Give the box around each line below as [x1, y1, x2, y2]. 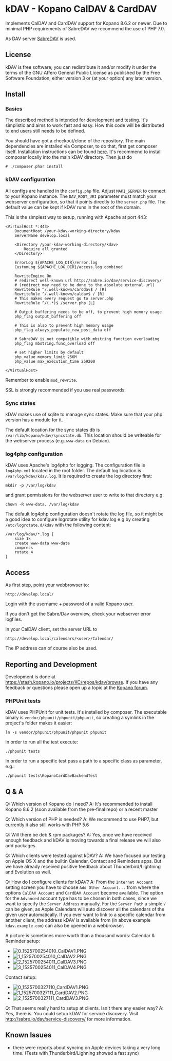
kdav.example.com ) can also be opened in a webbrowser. [5, 923, 125, 929]
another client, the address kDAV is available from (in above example [5, 917, 151, 923]
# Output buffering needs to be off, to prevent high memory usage [14, 309, 162, 314]
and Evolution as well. [5, 869, 51, 875]
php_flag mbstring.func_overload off [14, 341, 95, 346]
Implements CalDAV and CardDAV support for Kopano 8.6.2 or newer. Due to [5, 20, 167, 26]
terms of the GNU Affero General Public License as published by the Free [5, 69, 160, 76]
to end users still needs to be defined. [5, 128, 86, 134]
